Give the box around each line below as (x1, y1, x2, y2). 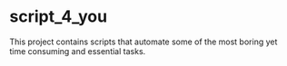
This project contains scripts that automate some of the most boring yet (9, 36, 278, 47)
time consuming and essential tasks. (9, 45, 146, 56)
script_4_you (9, 6, 107, 27)
